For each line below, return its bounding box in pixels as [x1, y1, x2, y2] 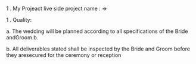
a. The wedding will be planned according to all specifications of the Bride [6, 28, 188, 35]
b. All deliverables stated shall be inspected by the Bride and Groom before [6, 45, 191, 52]
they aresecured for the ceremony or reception [6, 52, 122, 58]
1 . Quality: [6, 16, 32, 23]
